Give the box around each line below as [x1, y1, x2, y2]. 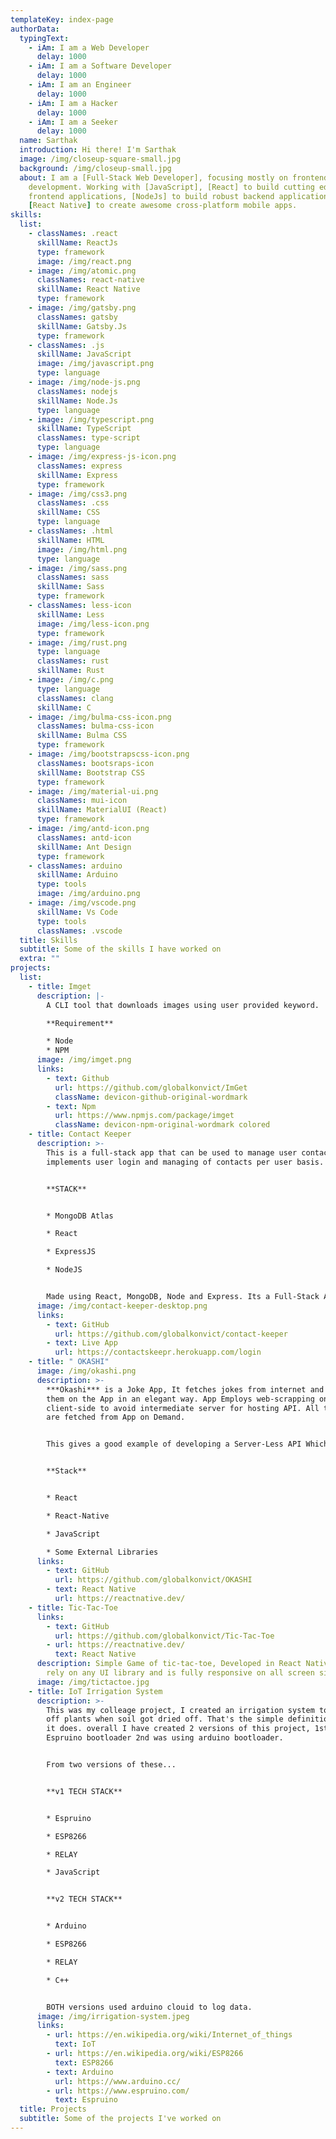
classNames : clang [36, 693, 114, 703]
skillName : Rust [36, 666, 105, 676]
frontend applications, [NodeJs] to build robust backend [28, 191, 275, 201]
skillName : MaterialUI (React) [36, 805, 168, 815]
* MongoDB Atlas [46, 1211, 114, 1221]
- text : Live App [46, 1338, 118, 1348]
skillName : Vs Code [36, 907, 118, 917]
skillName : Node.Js [36, 396, 118, 406]
